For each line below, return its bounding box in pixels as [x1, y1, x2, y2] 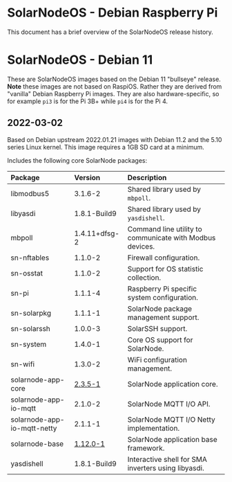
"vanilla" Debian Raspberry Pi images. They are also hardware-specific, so [7, 89, 220, 98]
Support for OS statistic [127, 264, 204, 274]
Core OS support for [127, 334, 193, 344]
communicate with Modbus [127, 233, 216, 242]
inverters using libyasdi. [127, 463, 205, 472]
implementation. [127, 423, 180, 433]
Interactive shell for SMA [127, 454, 207, 464]
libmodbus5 [10, 188, 50, 198]
